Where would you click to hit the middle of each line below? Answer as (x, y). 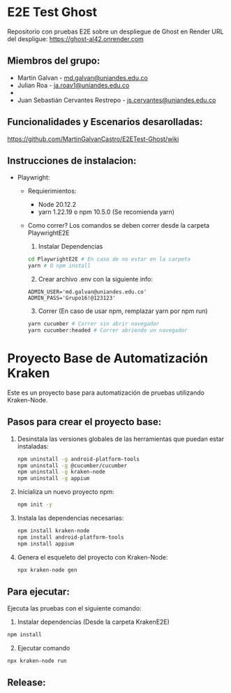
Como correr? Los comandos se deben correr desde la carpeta (119, 226)
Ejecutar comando (44, 648)
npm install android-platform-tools (70, 537)
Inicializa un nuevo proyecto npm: (66, 492)
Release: (27, 683)
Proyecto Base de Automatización (107, 359)
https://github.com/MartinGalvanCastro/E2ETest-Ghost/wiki (93, 139)
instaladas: (33, 446)
